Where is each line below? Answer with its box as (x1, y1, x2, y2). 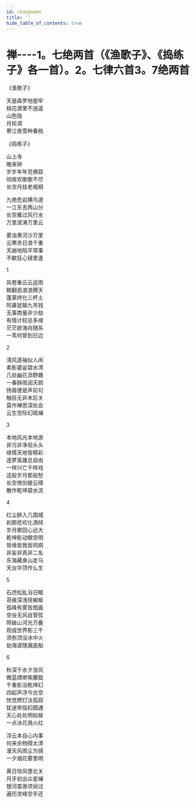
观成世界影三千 (6, 626, 43, 634)
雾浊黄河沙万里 (6, 232, 43, 239)
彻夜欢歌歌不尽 (6, 176, 43, 183)
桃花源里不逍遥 (6, 105, 43, 112)
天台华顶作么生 (6, 564, 43, 571)
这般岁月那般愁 (6, 472, 43, 479)
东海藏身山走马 (6, 557, 43, 564)
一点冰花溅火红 (6, 719, 43, 726)
